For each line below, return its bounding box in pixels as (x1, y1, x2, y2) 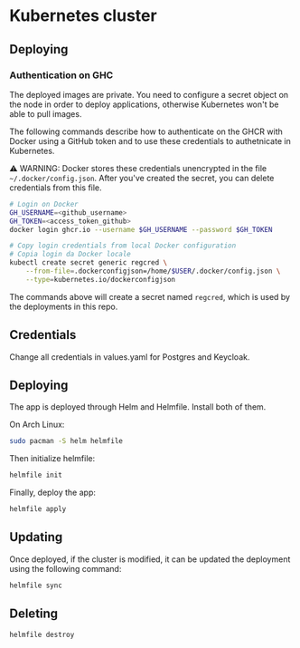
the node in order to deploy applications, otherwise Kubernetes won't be (9, 99, 279, 110)
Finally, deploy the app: (9, 487, 97, 498)
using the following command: (9, 563, 122, 574)
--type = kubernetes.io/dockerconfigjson (25, 275, 176, 284)
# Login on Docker (9, 199, 79, 208)
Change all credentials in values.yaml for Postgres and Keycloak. (9, 351, 250, 363)
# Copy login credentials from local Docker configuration (9, 241, 237, 250)
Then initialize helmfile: (9, 453, 96, 464)
